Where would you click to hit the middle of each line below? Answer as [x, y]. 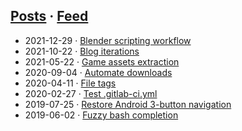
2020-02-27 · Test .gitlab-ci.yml [91, 93]
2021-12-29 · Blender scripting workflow [108, 40]
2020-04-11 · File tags [70, 83]
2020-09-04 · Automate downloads [98, 72]
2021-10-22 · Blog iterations [82, 51]
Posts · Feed [49, 16]
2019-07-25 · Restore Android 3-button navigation [128, 104]
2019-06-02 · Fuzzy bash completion [101, 115]
